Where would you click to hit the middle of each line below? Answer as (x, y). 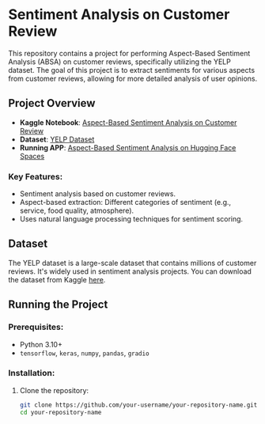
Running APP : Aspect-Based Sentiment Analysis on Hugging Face (128, 147)
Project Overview (52, 103)
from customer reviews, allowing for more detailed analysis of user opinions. (133, 78)
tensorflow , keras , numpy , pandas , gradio (84, 353)
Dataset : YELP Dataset (57, 139)
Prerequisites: (36, 327)
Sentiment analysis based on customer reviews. (98, 194)
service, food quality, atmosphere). (77, 210)
